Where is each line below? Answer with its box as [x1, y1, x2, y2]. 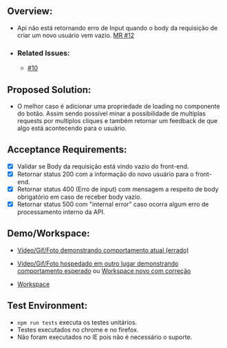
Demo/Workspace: [7, 228, 90, 239]
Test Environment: [7, 300, 88, 312]
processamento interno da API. [17, 208, 105, 216]
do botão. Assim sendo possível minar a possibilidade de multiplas [17, 109, 206, 118]
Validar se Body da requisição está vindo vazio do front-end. [17, 162, 189, 171]
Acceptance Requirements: [7, 144, 127, 155]
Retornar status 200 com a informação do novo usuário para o [17, 170, 194, 178]
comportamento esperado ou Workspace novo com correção [17, 266, 191, 274]
